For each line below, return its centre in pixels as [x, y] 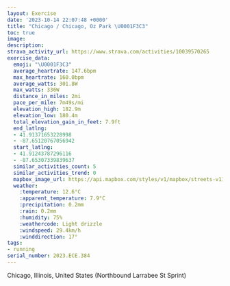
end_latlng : [30, 128]
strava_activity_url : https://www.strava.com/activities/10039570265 [108, 52]
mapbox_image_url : [40, 179]
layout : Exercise [32, 13]
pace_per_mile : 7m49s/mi [49, 103]
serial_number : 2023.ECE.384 [49, 256]
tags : [15, 243]
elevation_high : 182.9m [47, 109]
